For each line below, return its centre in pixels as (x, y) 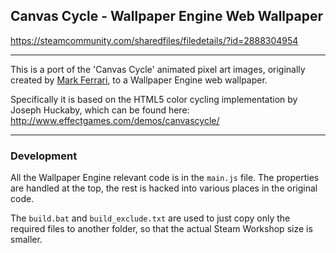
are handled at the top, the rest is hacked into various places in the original (164, 188)
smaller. (26, 240)
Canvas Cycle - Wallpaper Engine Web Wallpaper (166, 16)
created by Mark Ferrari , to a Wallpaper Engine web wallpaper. (139, 80)
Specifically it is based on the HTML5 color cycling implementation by (154, 99)
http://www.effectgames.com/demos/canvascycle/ (115, 120)
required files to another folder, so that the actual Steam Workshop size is (161, 229)
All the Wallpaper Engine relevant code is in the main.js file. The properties (165, 178)
